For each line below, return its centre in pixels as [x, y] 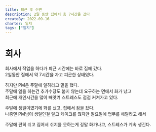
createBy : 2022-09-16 [27, 19]
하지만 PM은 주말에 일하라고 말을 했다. [42, 85]
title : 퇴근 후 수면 [24, 10]
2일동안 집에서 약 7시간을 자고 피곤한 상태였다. [50, 75]
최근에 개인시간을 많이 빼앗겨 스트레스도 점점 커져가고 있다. [62, 98]
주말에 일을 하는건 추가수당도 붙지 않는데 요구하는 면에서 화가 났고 [68, 91]
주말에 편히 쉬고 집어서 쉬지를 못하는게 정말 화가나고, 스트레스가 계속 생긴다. [78, 125]
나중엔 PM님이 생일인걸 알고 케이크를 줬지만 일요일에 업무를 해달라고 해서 [76, 114]
